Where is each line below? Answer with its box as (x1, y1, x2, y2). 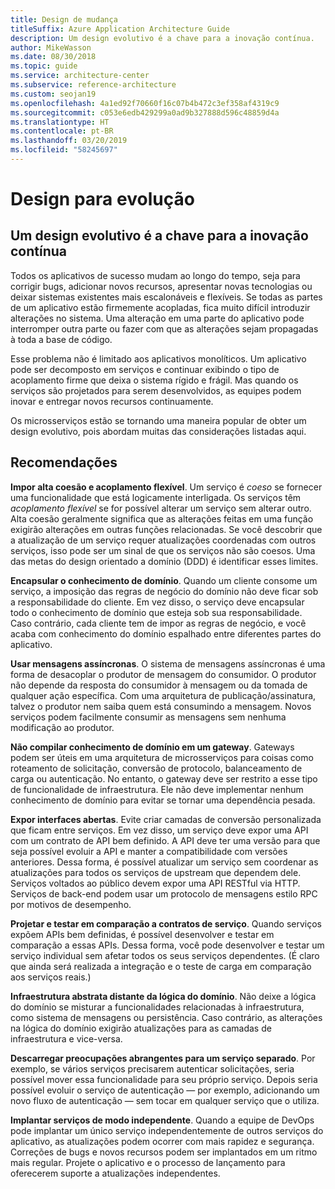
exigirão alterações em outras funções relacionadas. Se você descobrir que (10, 523, 323, 535)
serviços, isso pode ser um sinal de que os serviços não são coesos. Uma (10, 544, 316, 556)
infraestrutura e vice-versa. (10, 1032, 123, 1045)
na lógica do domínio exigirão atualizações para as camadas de (10, 1022, 272, 1034)
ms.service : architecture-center (10, 71, 150, 81)
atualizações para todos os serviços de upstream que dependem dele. (10, 866, 302, 878)
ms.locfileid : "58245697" (10, 145, 118, 155)
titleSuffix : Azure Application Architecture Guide (10, 24, 230, 34)
